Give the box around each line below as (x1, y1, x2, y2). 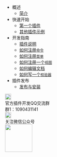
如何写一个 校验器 (19, 71, 52, 77)
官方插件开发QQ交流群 (5, 100, 50, 106)
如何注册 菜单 (19, 53, 44, 59)
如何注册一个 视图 (19, 59, 52, 65)
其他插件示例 (19, 29, 45, 34)
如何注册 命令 (19, 47, 44, 53)
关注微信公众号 (5, 119, 35, 124)
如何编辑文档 (19, 66, 45, 71)
